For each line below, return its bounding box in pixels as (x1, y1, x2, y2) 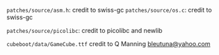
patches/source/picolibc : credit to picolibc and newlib (6, 27, 163, 34)
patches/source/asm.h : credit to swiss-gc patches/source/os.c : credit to (6, 6, 213, 14)
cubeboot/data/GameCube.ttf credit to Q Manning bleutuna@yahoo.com (6, 40, 211, 47)
